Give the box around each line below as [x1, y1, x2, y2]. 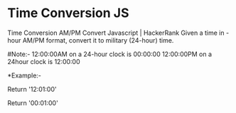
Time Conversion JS [7, 5, 129, 21]
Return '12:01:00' [7, 85, 57, 93]
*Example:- [7, 71, 41, 80]
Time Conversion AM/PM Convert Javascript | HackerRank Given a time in [7, 28, 225, 37]
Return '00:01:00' [7, 98, 58, 107]
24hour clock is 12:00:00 [7, 57, 80, 65]
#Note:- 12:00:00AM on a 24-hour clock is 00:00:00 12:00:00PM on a [7, 50, 212, 58]
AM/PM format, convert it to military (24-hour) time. [22, 36, 174, 44]
